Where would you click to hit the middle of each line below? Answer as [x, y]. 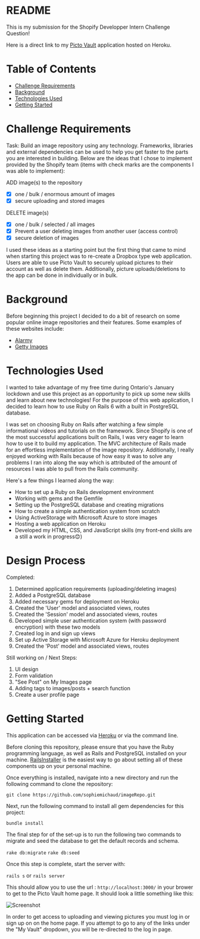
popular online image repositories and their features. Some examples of [94, 322]
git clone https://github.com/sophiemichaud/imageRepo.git [81, 795]
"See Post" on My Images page [53, 682]
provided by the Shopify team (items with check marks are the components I [100, 164]
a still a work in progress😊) [49, 536]
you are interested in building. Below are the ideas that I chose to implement [99, 158]
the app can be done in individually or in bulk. [62, 275]
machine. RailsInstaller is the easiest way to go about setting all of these [94, 760]
